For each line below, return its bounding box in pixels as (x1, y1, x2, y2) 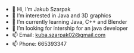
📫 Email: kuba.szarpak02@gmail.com (11, 32, 106, 38)
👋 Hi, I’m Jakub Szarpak (11, 6, 71, 13)
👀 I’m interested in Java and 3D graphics (11, 12, 111, 19)
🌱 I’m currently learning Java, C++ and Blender (11, 18, 127, 25)
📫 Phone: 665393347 (11, 40, 67, 47)
